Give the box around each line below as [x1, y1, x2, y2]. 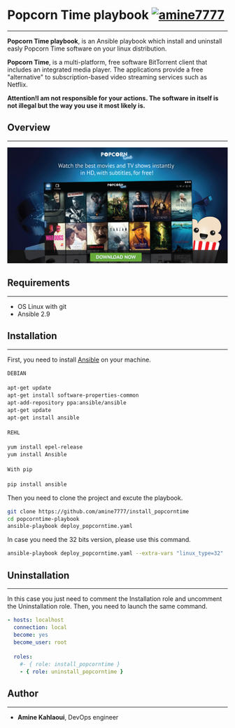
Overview [7, 121, 51, 133]
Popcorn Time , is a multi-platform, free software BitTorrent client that [7, 58, 208, 66]
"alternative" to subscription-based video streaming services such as [7, 72, 208, 81]
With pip [7, 466, 33, 473]
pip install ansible [7, 481, 68, 488]
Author [7, 688, 38, 700]
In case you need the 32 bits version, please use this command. [7, 536, 191, 544]
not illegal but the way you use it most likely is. [7, 101, 145, 110]
